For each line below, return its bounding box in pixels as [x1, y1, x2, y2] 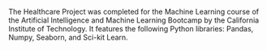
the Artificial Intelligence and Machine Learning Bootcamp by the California [8, 15, 260, 25]
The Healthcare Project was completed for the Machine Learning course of [8, 7, 260, 16]
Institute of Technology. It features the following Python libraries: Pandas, [8, 24, 254, 33]
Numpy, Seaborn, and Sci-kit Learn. [8, 32, 128, 42]
